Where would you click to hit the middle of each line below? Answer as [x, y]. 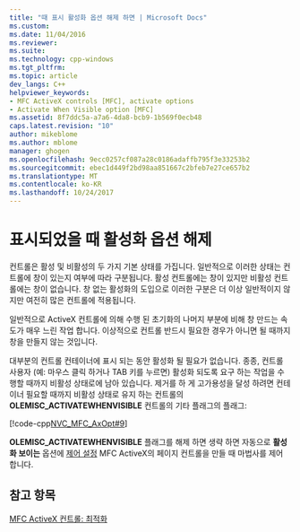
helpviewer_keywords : [50, 92]
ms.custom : [30, 26]
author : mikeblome [43, 135]
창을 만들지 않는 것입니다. [54, 341]
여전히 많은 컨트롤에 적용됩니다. [81, 300]
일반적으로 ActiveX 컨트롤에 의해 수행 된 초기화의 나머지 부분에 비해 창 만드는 [144, 318]
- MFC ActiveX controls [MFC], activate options [102, 101]
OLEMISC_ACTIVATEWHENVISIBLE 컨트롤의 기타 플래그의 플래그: [129, 406]
